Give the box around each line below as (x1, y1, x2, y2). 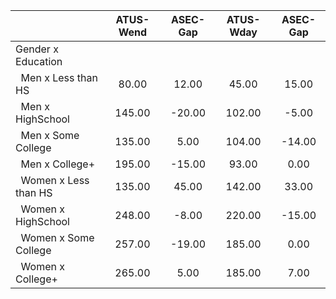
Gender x (15, 42, 59, 56)
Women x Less (20, 174, 90, 187)
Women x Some (20, 231, 95, 244)
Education (15, 55, 63, 68)
